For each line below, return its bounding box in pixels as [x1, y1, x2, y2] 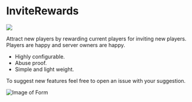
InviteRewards [6, 4, 79, 18]
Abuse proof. [14, 59, 47, 66]
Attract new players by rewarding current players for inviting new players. [6, 35, 187, 42]
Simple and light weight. [14, 66, 75, 73]
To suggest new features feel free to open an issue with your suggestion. [6, 77, 186, 84]
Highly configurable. [14, 52, 66, 60]
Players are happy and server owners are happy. [6, 41, 125, 48]
